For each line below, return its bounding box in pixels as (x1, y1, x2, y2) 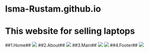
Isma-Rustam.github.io (5, 3, 101, 15)
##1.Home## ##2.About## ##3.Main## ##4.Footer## (5, 42, 138, 48)
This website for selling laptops (5, 26, 135, 37)
